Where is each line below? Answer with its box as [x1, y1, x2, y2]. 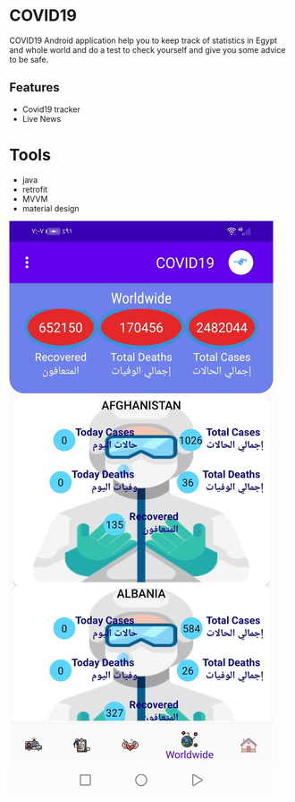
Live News [21, 113, 62, 124]
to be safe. [9, 54, 49, 65]
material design [21, 203, 80, 213]
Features [9, 80, 60, 95]
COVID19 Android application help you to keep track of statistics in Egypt [9, 35, 278, 46]
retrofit [21, 184, 48, 194]
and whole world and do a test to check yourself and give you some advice [9, 44, 286, 55]
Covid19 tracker [21, 104, 80, 115]
